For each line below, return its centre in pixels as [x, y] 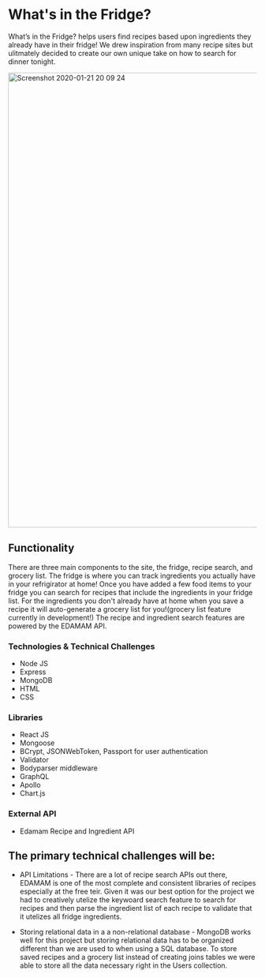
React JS [34, 735]
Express [33, 672]
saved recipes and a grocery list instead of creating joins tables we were [137, 957]
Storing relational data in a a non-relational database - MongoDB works [135, 932]
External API [32, 814]
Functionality [41, 548]
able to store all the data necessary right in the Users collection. [123, 965]
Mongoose [37, 743]
